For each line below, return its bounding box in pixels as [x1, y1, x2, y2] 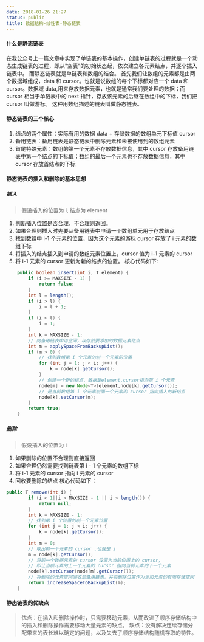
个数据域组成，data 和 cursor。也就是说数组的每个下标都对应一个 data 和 [6, 77, 189, 85]
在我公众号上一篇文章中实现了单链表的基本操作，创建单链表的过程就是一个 [6, 54, 192, 61]
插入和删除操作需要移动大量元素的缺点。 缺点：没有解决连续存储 [26, 621, 188, 629]
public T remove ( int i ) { [6, 489, 72, 495]
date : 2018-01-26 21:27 [6, 9, 67, 15]
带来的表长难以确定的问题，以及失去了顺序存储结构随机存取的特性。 [26, 629, 197, 637]
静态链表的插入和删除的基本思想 [6, 175, 86, 182]
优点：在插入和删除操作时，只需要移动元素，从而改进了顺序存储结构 [21, 614, 192, 621]
